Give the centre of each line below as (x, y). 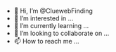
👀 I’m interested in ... (44, 18)
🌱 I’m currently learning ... (51, 26)
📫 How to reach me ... (46, 41)
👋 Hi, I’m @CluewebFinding (53, 11)
